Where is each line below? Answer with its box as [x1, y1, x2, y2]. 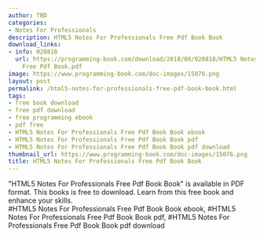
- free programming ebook [8, 114, 93, 122]
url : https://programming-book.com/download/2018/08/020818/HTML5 [15, 56, 237, 64]
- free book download [8, 99, 79, 107]
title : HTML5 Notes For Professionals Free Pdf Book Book [8, 158, 202, 166]
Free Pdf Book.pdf [22, 63, 82, 71]
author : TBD [8, 11, 47, 20]
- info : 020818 [8, 48, 58, 56]
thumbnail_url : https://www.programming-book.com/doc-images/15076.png [8, 150, 247, 158]
